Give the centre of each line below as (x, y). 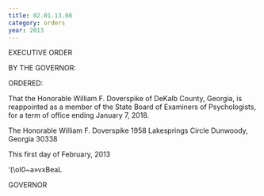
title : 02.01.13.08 (40, 15)
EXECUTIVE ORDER (40, 53)
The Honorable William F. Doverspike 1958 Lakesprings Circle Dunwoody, (128, 130)
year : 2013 (26, 30)
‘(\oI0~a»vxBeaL (35, 170)
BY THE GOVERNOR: (42, 68)
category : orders (37, 23)
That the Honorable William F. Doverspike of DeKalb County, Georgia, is (125, 99)
